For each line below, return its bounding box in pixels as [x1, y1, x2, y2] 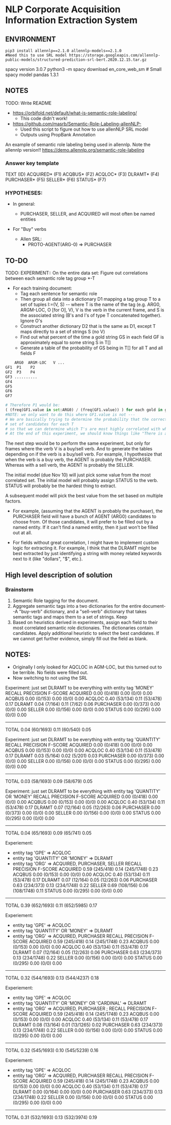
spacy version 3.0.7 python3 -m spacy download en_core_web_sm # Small [5, 66, 162, 72]
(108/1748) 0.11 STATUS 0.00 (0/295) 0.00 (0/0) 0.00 [12, 888, 123, 894]
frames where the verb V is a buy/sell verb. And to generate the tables [5, 446, 153, 452]
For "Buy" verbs [12, 226, 47, 232]
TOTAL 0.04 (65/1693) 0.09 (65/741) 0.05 [5, 830, 92, 836]
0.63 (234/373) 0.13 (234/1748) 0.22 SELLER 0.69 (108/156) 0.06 [12, 882, 149, 888]
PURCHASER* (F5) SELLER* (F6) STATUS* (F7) [5, 177, 106, 183]
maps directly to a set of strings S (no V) [20, 328, 105, 335]
